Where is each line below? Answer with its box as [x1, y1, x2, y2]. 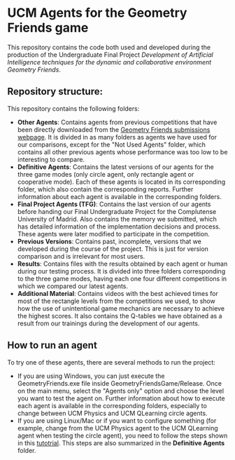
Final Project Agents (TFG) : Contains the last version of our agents [17, 200, 211, 208]
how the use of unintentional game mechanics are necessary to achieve [17, 304, 225, 313]
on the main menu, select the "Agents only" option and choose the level [17, 386, 225, 395]
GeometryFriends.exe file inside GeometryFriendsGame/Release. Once [17, 379, 222, 387]
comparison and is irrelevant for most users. [17, 252, 145, 260]
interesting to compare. [17, 155, 85, 163]
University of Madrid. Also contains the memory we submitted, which [17, 215, 217, 223]
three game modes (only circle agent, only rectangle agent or [17, 170, 194, 178]
